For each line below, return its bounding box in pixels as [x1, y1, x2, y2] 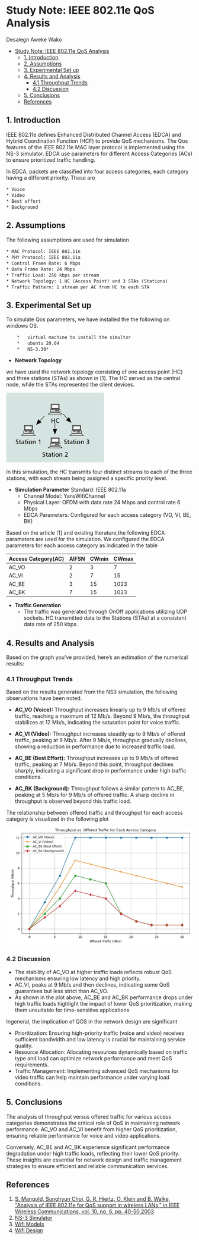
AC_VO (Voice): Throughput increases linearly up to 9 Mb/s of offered [14, 706, 186, 714]
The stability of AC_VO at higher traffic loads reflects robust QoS [14, 968, 172, 975]
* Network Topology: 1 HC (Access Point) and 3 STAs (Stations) [6, 278, 168, 284]
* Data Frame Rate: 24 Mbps [6, 266, 76, 272]
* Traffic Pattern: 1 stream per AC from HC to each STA [6, 284, 150, 290]
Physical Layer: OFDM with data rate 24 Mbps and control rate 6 [23, 499, 181, 506]
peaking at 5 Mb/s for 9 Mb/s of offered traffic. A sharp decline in [14, 792, 175, 799]
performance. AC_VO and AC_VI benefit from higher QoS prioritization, [6, 1125, 178, 1133]
